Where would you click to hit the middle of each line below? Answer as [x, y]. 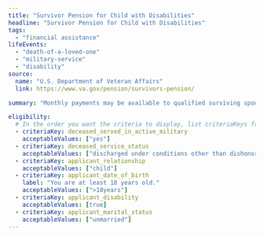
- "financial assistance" [58, 37]
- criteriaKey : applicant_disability [77, 197]
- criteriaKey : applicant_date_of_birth [82, 175]
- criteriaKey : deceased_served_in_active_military [102, 132]
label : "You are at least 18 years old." [91, 183]
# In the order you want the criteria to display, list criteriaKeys [131, 124]
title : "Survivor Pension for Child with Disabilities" [101, 15]
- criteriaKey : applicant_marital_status [84, 212]
